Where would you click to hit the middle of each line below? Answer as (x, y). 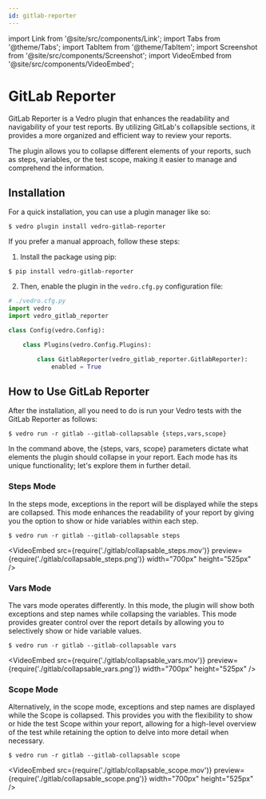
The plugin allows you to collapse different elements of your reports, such (130, 151)
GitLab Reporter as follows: (53, 419)
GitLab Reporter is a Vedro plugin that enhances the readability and (119, 118)
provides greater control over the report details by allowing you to (116, 622)
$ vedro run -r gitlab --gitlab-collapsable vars (93, 645)
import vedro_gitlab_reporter (59, 316)
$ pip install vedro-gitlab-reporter (71, 272)
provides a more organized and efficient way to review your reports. (120, 135)
